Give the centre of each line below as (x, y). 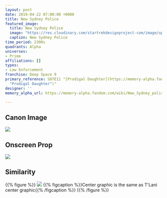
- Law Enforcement (24, 70)
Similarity (20, 172)
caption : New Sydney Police (39, 38)
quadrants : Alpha (23, 47)
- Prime (13, 56)
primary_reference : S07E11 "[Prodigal (45, 79)
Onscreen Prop (29, 145)
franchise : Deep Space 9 (31, 75)
